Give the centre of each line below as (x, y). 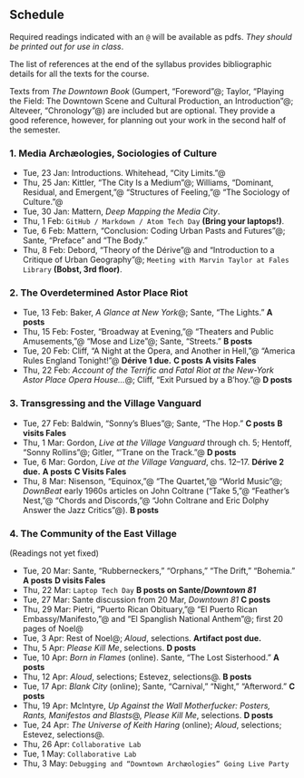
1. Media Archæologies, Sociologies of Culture (113, 153)
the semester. (35, 130)
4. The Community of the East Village (93, 533)
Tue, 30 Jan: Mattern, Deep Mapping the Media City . (121, 211)
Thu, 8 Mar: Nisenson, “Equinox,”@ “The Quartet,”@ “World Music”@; (152, 481)
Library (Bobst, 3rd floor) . (72, 269)
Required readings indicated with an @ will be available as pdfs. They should (151, 36)
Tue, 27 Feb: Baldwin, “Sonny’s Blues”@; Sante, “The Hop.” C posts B (152, 423)
